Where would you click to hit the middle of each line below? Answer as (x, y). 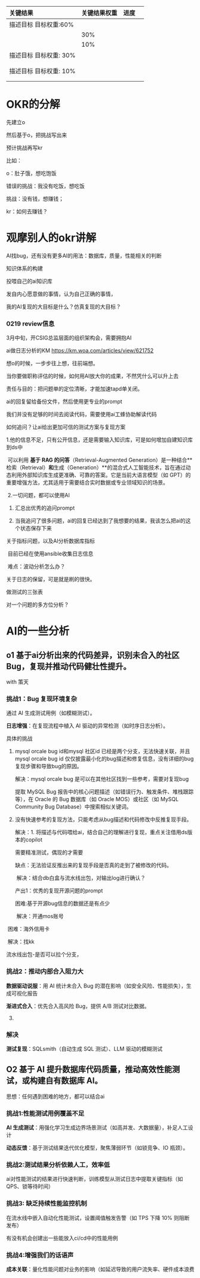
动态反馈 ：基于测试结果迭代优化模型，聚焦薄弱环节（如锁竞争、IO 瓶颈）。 (97, 1148)
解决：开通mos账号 (40, 916)
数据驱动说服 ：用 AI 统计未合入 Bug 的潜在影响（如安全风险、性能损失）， (96, 985)
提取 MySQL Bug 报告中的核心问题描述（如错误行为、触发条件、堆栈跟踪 (104, 792)
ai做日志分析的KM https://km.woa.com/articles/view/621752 (80, 351)
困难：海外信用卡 (28, 929)
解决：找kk (21, 942)
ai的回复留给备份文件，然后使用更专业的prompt (64, 402)
